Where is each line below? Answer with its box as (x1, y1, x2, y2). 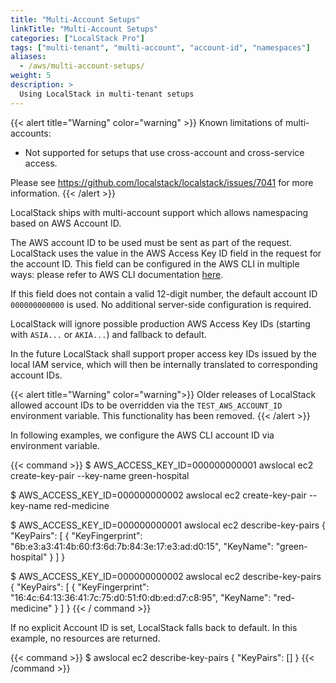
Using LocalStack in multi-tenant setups (19, 89, 195, 99)
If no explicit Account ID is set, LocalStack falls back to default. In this (10, 621, 298, 633)
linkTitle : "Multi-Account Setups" (10, 24, 159, 34)
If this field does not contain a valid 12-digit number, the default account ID (10, 287, 318, 300)
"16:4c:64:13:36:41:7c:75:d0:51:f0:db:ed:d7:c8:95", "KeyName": (10, 591, 272, 603)
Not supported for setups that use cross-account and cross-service (24, 146, 305, 158)
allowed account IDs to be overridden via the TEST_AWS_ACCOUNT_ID (10, 399, 283, 411)
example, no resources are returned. (10, 632, 161, 644)
